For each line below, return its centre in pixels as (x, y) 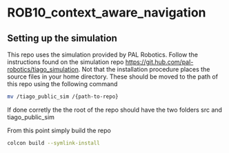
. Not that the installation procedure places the (144, 69)
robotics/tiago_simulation (43, 69)
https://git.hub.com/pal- (159, 62)
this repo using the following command (62, 84)
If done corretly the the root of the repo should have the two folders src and (115, 110)
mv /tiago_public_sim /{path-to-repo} (63, 96)
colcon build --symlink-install (53, 143)
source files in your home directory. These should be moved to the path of (113, 76)
